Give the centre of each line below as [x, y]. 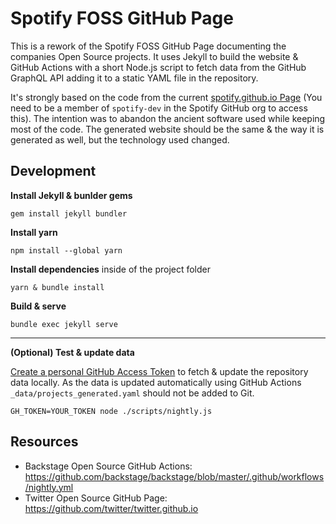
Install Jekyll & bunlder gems [71, 195]
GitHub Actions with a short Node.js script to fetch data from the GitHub [158, 67]
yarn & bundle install [57, 287]
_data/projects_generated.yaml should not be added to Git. [132, 393]
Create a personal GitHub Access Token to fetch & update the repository [159, 371]
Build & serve [38, 306]
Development [53, 171]
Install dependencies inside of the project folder [111, 269]
